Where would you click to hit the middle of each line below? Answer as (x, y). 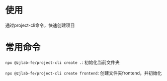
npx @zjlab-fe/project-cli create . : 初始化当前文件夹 (62, 62)
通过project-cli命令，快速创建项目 (40, 25)
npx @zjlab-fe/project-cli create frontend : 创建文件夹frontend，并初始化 (83, 73)
